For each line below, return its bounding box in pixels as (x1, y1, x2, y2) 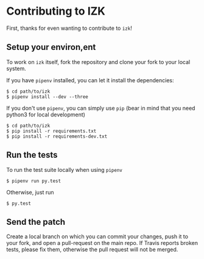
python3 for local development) (6, 111, 85, 118)
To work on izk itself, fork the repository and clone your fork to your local (6, 58, 191, 65)
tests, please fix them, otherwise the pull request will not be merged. (6, 246, 178, 254)
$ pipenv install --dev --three (6, 93, 88, 100)
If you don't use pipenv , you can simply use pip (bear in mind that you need (6, 104, 195, 112)
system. (6, 65, 26, 72)
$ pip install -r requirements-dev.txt (6, 133, 108, 140)
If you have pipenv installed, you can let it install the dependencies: (6, 76, 175, 83)
